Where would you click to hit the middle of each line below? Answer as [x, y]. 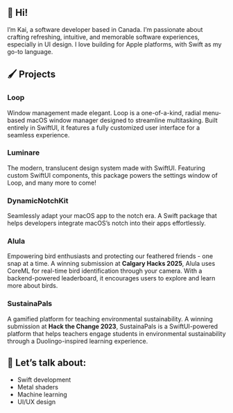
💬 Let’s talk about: [47, 363]
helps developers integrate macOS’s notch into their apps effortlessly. [107, 224]
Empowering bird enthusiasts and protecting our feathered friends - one [110, 256]
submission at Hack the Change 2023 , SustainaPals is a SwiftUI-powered [113, 326]
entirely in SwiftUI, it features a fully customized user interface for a [104, 127]
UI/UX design [36, 402]
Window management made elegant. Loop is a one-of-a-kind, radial [104, 112]
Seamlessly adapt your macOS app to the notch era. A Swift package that [112, 216]
